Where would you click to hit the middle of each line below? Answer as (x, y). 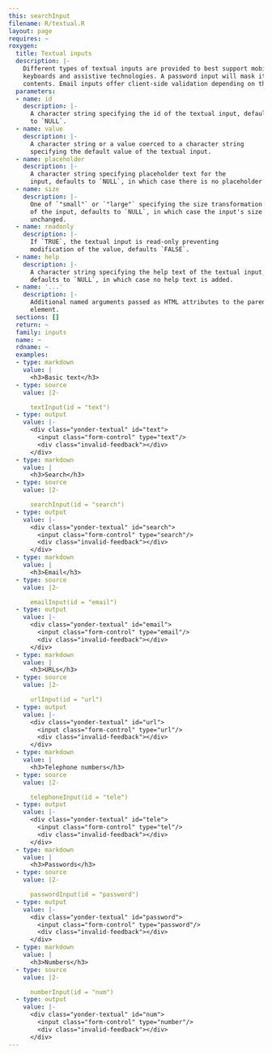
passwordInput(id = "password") (84, 894)
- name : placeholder (50, 159)
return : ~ (32, 325)
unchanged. (48, 220)
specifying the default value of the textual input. (121, 151)
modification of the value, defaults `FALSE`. (110, 250)
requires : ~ (28, 38)
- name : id (34, 99)
